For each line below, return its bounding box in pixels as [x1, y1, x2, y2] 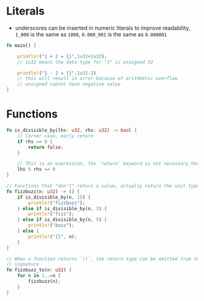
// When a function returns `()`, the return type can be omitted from [6, 256, 191, 262]
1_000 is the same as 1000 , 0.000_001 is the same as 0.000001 [15, 30, 167, 38]
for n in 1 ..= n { [17, 273, 61, 279]
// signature [6, 262, 39, 268]
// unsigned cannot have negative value [17, 81, 121, 87]
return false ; [28, 144, 64, 150]
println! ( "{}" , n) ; [28, 233, 78, 240]
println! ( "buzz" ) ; [28, 222, 75, 228]
